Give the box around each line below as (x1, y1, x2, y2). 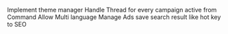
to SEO (7, 20, 27, 28)
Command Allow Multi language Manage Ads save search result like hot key (7, 13, 221, 21)
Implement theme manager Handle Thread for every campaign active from (7, 6, 217, 14)
